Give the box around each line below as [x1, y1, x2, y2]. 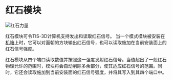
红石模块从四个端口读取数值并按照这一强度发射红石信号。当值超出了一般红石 [5, 56, 167, 62]
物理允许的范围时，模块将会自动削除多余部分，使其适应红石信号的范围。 [5, 63, 158, 69]
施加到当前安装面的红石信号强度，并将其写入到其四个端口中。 [36, 69, 167, 75]
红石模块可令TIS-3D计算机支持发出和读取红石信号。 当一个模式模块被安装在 [5, 33, 165, 39]
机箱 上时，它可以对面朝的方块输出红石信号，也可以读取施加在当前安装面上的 [5, 39, 167, 46]
